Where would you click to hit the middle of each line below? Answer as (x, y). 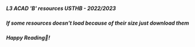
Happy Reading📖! (28, 38)
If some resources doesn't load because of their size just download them (97, 23)
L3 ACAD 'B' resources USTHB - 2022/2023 (61, 8)
